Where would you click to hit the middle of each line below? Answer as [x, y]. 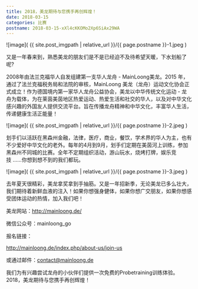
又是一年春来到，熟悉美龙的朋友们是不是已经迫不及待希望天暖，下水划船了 [96, 57]
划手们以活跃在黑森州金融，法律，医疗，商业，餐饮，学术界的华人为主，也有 [99, 138]
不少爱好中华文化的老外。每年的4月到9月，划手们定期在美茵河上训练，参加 [97, 145]
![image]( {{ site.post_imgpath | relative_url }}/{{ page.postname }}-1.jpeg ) [96, 45]
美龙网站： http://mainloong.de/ [44, 211]
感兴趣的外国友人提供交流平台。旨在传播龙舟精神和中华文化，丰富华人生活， [99, 106]
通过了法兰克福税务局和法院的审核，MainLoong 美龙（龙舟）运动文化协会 [95, 84]
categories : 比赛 [27, 22]
